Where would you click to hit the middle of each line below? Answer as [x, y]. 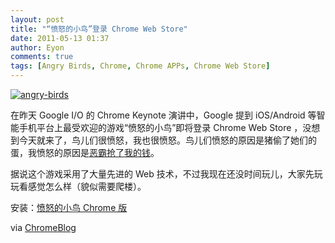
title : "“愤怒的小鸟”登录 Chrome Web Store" [99, 29]
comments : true [42, 57]
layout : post [37, 19]
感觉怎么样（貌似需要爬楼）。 [87, 186]
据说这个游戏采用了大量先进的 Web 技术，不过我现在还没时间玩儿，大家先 [162, 174]
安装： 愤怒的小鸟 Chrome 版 [69, 207]
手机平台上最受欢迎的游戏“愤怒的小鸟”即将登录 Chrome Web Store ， [160, 127]
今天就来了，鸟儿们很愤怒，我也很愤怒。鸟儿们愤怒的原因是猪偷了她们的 [167, 140]
